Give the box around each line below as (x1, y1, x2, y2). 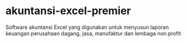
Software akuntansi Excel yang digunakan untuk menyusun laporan (5, 24, 169, 31)
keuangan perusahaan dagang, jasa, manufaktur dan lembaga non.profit (5, 29, 181, 37)
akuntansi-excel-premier (5, 4, 131, 18)
